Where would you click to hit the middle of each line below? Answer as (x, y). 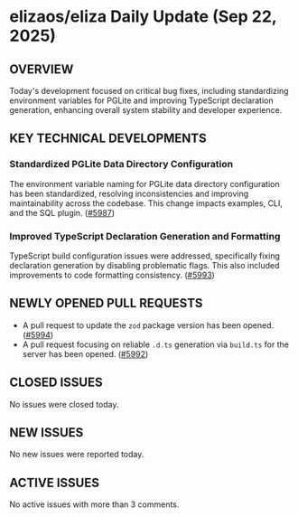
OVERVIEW (42, 69)
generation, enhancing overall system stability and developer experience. (146, 110)
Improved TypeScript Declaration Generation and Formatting (145, 236)
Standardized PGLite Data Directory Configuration (121, 164)
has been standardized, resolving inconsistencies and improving (129, 193)
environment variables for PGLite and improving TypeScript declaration (141, 100)
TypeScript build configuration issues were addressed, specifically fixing (144, 256)
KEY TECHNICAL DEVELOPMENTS (108, 139)
